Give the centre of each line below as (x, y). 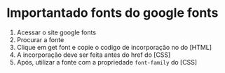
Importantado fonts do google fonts (112, 13)
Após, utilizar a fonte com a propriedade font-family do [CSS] (107, 62)
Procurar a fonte (40, 39)
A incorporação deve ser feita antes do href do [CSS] (94, 55)
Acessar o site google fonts (56, 32)
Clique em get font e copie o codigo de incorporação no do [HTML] (114, 47)
